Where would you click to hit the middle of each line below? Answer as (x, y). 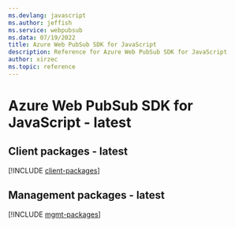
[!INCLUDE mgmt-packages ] (54, 214)
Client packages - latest (68, 152)
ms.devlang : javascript (47, 15)
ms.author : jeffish (40, 23)
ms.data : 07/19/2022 (42, 37)
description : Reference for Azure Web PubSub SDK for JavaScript (117, 52)
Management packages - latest (87, 195)
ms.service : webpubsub (45, 30)
